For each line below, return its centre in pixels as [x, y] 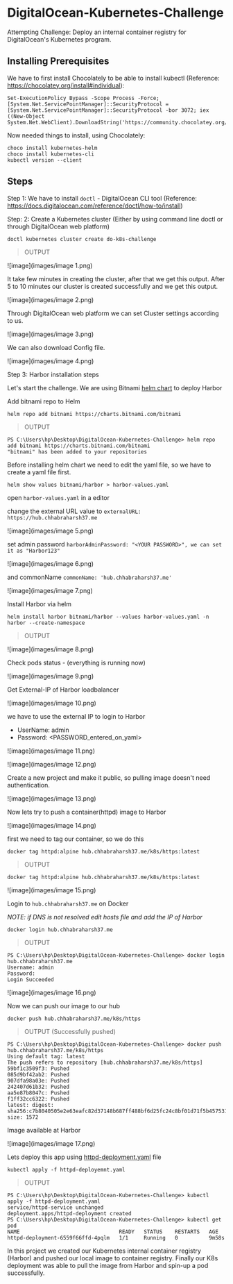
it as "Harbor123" [34, 551]
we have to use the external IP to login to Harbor [76, 716]
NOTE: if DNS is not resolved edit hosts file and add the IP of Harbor [105, 917]
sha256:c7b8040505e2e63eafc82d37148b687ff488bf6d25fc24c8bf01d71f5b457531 [118, 1111]
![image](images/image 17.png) [51, 1143]
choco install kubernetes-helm [52, 148]
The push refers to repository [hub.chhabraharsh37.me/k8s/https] [105, 1062]
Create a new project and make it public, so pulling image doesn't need [109, 777]
